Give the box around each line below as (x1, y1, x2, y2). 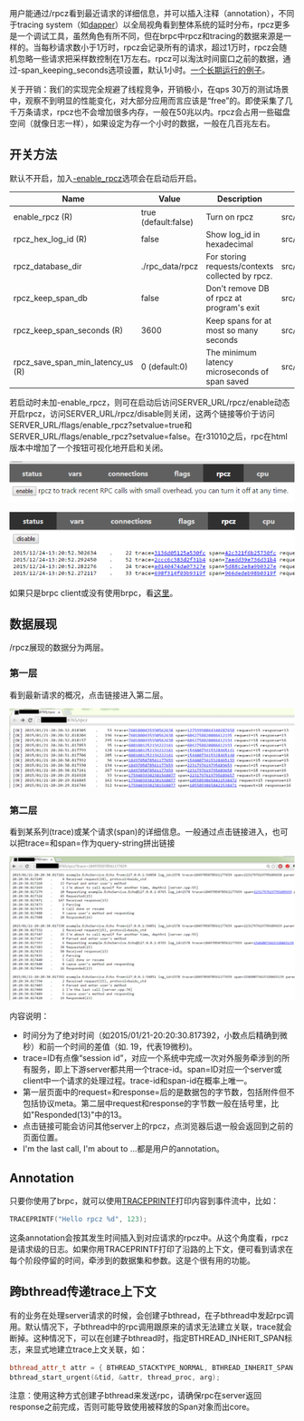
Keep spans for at (205, 315, 272, 326)
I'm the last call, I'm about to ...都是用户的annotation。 (22, 1143, 224, 1154)
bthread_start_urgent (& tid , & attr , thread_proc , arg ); (9, 1373, 221, 1382)
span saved (205, 376, 249, 387)
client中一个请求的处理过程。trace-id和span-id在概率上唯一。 (22, 1075, 252, 1086)
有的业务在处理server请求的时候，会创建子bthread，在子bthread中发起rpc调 (9, 1309, 294, 1320)
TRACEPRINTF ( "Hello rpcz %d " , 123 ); (9, 1215, 147, 1224)
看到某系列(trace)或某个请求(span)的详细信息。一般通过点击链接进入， (9, 827, 273, 838)
